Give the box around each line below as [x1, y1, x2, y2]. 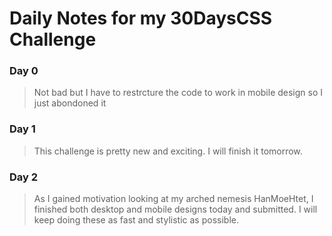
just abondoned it [33, 97, 107, 109]
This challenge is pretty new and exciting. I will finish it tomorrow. [33, 145, 303, 157]
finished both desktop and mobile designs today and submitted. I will [33, 203, 318, 216]
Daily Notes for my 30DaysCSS [9, 7, 273, 30]
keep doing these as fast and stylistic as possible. [33, 214, 239, 226]
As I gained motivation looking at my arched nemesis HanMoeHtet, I [33, 193, 314, 205]
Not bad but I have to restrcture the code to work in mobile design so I [33, 87, 324, 99]
